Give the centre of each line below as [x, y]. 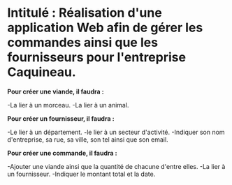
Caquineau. [42, 72]
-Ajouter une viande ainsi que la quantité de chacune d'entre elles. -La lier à [116, 166]
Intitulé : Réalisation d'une [85, 13]
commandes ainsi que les [83, 43]
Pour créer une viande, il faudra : [56, 91]
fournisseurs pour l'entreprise [97, 58]
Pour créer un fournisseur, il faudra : [61, 118]
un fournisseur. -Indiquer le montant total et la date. [81, 174]
